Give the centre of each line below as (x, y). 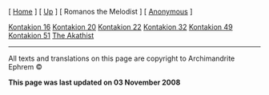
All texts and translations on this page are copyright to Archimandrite (122, 58)
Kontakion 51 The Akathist (51, 36)
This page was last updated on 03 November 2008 (94, 82)
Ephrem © (25, 67)
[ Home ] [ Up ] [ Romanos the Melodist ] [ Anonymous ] (100, 12)
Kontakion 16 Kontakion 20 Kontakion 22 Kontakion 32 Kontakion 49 (121, 27)
